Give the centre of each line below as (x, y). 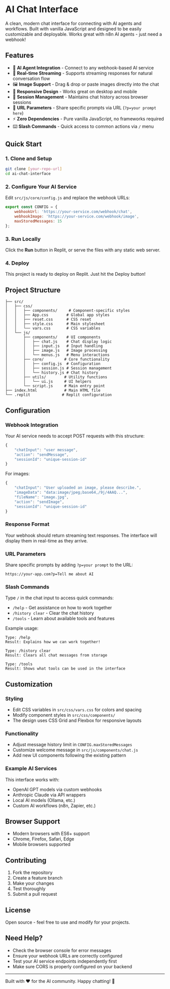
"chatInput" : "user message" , (46, 450)
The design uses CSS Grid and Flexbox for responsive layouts (77, 720)
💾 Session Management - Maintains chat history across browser (80, 97)
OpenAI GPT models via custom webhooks (57, 789)
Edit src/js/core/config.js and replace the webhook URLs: (68, 198)
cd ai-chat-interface (28, 174)
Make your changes (33, 884)
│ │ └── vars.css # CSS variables (53, 328)
